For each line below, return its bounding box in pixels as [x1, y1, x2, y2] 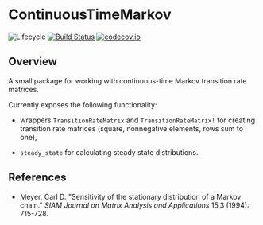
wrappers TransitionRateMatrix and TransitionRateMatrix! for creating [19, 115, 256, 125]
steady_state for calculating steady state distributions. [19, 147, 199, 157]
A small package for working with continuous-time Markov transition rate [8, 76, 247, 85]
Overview [8, 55, 58, 68]
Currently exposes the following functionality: [8, 99, 157, 109]
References [8, 171, 67, 184]
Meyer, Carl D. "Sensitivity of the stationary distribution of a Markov [19, 192, 242, 201]
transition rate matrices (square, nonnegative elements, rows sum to [19, 123, 244, 133]
